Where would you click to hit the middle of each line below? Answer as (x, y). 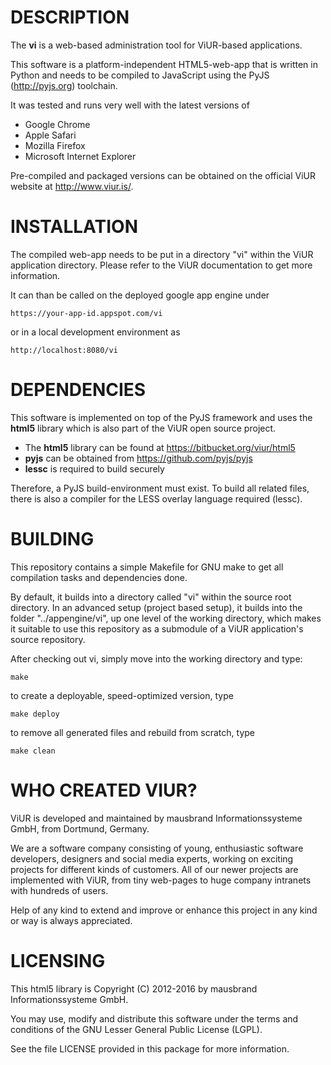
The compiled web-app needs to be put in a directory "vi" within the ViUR (162, 254)
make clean (33, 751)
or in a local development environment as (95, 332)
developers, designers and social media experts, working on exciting (152, 858)
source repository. (48, 639)
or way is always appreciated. (71, 920)
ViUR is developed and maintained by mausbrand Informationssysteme (156, 818)
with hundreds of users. (59, 890)
